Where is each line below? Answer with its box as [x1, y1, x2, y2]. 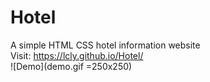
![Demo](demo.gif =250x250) [10, 60, 133, 72]
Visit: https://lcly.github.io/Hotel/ [10, 49, 144, 61]
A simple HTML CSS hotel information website [10, 39, 201, 51]
